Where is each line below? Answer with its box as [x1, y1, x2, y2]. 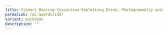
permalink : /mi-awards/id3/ [5, 12, 64, 17]
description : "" [5, 21, 39, 26]
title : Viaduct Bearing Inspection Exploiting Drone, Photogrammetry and [5, 7, 162, 12]
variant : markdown [5, 16, 43, 21]
